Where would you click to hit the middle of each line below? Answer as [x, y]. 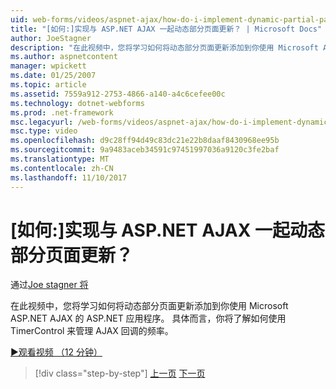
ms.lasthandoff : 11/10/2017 [69, 177]
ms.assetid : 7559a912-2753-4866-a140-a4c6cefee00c [118, 94]
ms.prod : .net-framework [62, 112]
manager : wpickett [48, 66]
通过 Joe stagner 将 [49, 285]
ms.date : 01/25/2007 [53, 76]
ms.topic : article [48, 85]
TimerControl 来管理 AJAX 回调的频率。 [92, 331]
